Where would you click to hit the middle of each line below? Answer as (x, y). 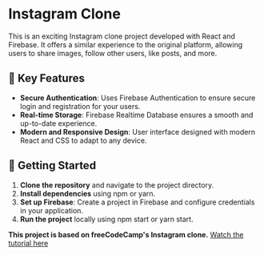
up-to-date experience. (58, 123)
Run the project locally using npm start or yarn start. (106, 219)
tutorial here (28, 243)
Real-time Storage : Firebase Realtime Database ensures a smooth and (136, 115)
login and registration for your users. (80, 106)
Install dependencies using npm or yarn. (88, 193)
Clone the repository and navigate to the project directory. (117, 184)
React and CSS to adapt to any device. (83, 140)
